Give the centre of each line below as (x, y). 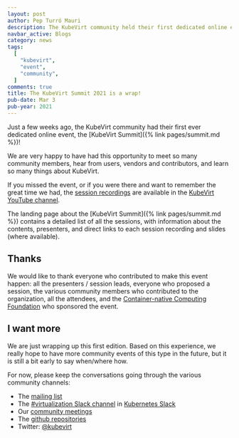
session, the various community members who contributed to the (103, 291)
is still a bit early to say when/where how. (68, 361)
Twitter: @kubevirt (45, 426)
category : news (30, 41)
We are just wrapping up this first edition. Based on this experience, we (112, 345)
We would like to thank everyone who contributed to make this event (108, 276)
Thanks (25, 259)
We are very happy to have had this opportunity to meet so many (102, 156)
